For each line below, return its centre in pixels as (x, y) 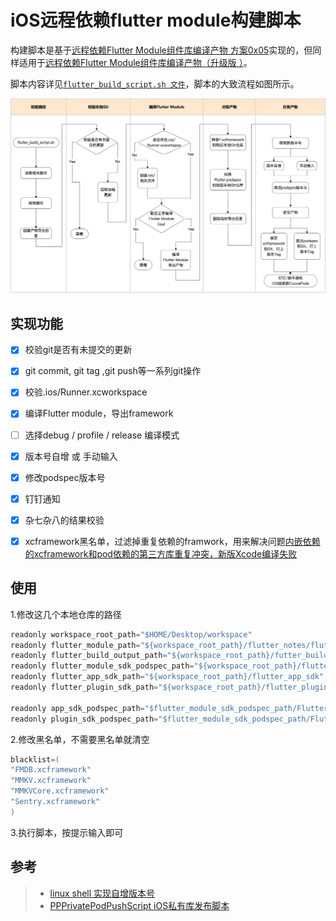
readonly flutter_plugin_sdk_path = (84, 687)
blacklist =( (35, 759)
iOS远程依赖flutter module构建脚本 (156, 20)
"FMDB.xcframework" (51, 770)
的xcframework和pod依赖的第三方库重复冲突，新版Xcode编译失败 (161, 553)
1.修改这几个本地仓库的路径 (66, 614)
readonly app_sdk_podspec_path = (77, 708)
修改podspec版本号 (65, 477)
